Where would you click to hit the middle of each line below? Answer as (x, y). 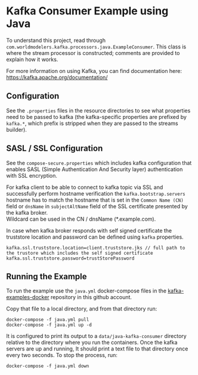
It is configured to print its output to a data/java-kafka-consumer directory (96, 336)
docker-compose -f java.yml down (48, 366)
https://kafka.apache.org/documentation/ (57, 77)
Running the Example (47, 276)
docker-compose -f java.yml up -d (49, 325)
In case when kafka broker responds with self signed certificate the (89, 230)
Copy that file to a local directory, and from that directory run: (82, 309)
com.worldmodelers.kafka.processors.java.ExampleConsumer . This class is (96, 47)
